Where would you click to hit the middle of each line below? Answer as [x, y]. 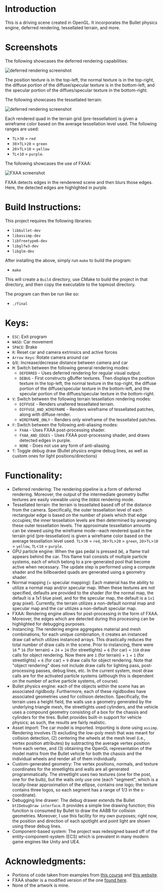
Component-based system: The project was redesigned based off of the [85, 831]
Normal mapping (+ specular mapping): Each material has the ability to [83, 582]
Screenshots [31, 48]
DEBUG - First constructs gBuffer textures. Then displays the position [87, 378]
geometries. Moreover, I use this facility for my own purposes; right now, [85, 815]
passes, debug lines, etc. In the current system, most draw [94, 670]
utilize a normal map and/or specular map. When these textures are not [83, 588]
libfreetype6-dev [30, 241]
